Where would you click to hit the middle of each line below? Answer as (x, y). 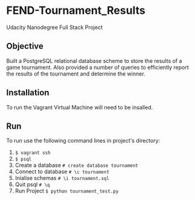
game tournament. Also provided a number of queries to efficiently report (97, 67)
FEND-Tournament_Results (76, 11)
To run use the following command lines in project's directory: (83, 141)
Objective (25, 46)
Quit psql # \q (32, 184)
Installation (28, 93)
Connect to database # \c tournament (62, 172)
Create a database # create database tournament (77, 165)
